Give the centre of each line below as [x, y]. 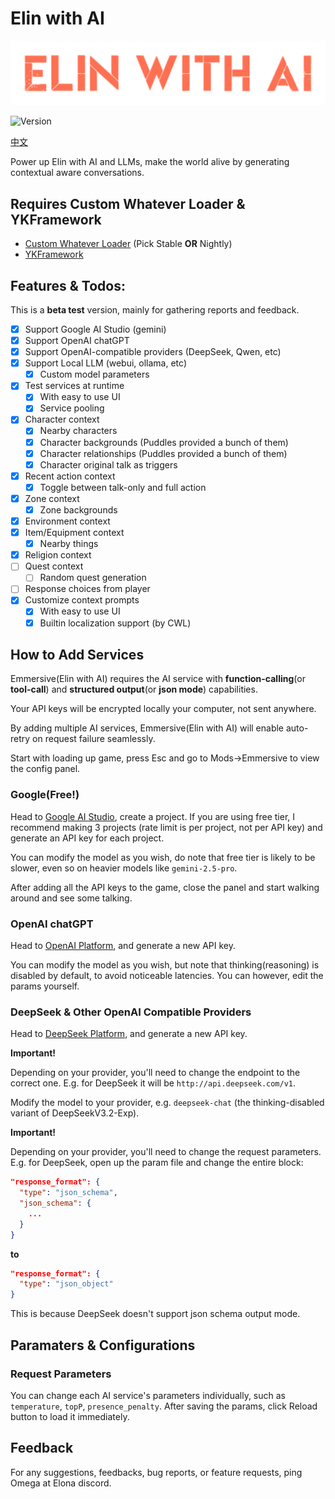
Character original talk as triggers [108, 464]
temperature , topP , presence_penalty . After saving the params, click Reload [164, 1406]
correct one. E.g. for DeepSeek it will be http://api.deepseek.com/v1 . [153, 1083]
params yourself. [45, 986]
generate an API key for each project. [87, 838]
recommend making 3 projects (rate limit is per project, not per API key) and [166, 827]
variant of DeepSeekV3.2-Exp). [75, 1113]
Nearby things [69, 544]
